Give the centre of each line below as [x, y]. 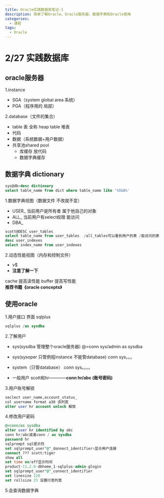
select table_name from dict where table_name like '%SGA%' [68, 190]
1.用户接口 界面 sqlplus [28, 317]
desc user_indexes [24, 240]
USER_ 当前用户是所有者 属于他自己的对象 [54, 211]
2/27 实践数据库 [37, 58]
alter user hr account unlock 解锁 [41, 406]
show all [14, 458]
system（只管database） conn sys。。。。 [52, 367]
